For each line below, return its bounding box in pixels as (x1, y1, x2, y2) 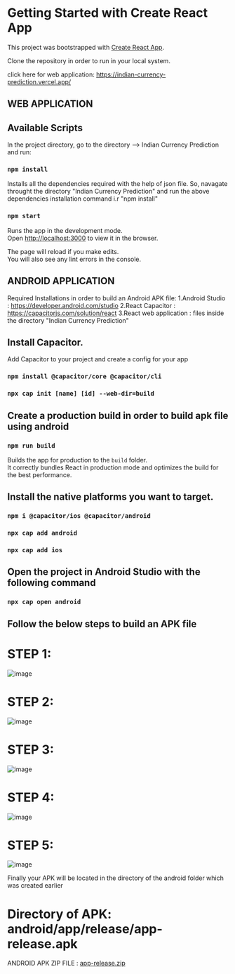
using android (7, 420, 69, 432)
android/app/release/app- (7, 921, 163, 937)
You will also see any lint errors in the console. (7, 255, 142, 263)
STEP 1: (7, 646, 52, 662)
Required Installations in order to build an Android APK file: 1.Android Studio (7, 293, 226, 302)
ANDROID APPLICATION (7, 275, 115, 287)
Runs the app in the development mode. (7, 226, 123, 234)
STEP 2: (7, 693, 54, 709)
